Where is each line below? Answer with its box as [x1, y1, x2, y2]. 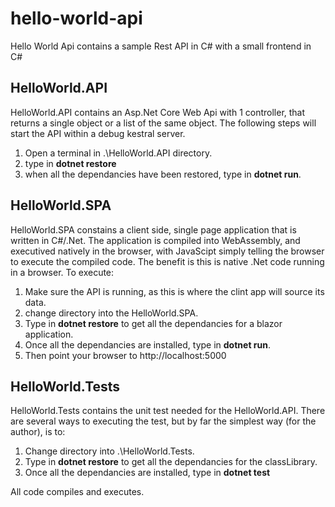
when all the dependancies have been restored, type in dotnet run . [24, 168, 302, 180]
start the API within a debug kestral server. [10, 127, 186, 139]
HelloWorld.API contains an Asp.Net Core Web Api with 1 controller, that [10, 106, 306, 118]
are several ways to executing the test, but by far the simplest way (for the [10, 415, 317, 427]
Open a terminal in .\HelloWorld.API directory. [24, 147, 213, 159]
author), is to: [10, 426, 66, 438]
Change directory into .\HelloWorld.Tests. [24, 445, 195, 457]
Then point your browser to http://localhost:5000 [24, 349, 227, 361]
